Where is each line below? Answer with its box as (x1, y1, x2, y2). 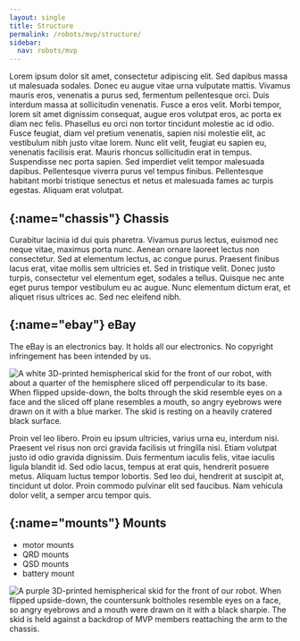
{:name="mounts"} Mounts (9, 516, 167, 531)
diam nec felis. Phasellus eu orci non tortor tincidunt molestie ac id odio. (9, 118, 275, 130)
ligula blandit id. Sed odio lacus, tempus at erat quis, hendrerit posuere (9, 461, 270, 472)
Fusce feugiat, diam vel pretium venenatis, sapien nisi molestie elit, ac (9, 128, 266, 139)
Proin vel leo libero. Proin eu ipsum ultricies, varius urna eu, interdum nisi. (9, 433, 279, 443)
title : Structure (9, 21, 74, 30)
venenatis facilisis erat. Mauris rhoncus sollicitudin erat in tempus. (9, 147, 253, 157)
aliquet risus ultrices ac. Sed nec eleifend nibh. (9, 291, 181, 302)
